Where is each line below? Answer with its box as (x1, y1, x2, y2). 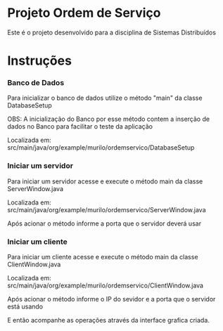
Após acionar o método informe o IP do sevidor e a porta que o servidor (7, 295, 216, 304)
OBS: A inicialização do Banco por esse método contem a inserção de (7, 115, 210, 124)
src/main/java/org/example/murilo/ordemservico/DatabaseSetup (7, 143, 195, 152)
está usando (7, 302, 44, 311)
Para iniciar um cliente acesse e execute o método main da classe (7, 253, 198, 261)
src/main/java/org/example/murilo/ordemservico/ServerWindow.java (7, 205, 206, 214)
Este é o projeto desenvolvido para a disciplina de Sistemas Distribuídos (7, 28, 217, 37)
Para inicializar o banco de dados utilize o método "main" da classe (7, 93, 203, 103)
